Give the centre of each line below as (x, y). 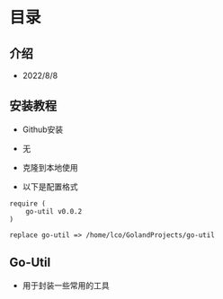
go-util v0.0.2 (54, 211)
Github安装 (43, 129)
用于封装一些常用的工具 (66, 285)
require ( (28, 203)
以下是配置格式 (50, 186)
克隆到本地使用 (50, 167)
